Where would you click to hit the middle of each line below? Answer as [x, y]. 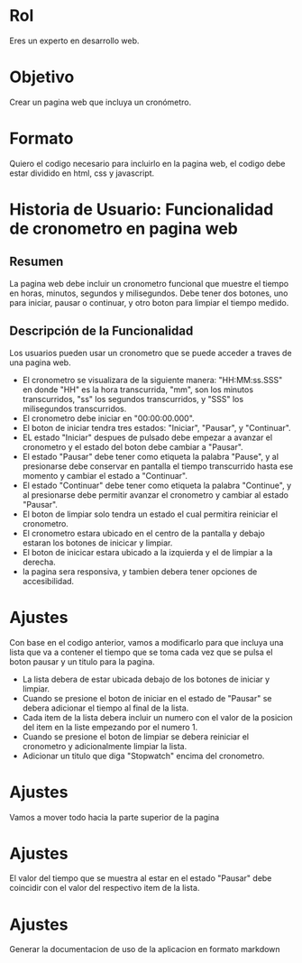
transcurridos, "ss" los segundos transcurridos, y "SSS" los [133, 399]
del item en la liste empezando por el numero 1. [110, 727]
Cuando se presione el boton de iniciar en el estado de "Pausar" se [147, 698]
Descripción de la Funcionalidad [101, 331]
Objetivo [42, 77]
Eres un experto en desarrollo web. [74, 41]
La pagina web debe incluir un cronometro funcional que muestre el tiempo [149, 283]
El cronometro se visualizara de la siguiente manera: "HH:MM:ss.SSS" [152, 380]
